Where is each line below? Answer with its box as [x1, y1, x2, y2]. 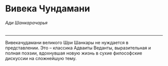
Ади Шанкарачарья [5, 19, 48, 25]
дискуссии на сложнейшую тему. [5, 56, 76, 62]
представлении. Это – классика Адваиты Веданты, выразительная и [5, 45, 151, 51]
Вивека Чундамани [5, 3, 90, 14]
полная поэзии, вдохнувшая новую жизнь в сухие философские [5, 50, 142, 56]
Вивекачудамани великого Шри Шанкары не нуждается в [5, 40, 128, 46]
